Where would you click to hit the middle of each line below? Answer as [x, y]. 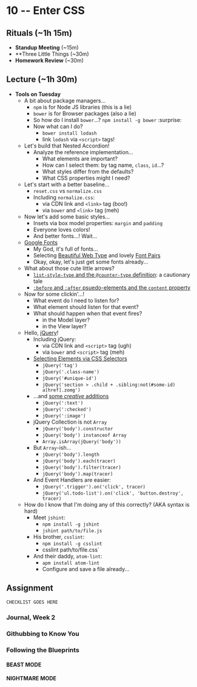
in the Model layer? [66, 320]
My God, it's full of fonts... [65, 249]
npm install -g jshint [71, 524]
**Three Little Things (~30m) [52, 54]
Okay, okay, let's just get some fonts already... [91, 262]
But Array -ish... [52, 447]
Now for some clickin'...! [54, 294]
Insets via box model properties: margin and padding [98, 223]
